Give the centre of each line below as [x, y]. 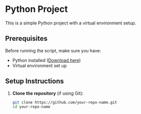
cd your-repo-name [31, 107]
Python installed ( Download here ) [46, 60]
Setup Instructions [35, 81]
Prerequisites [26, 39]
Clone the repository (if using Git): [48, 93]
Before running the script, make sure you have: [53, 50]
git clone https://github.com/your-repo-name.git [65, 102]
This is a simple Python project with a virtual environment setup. [71, 23]
